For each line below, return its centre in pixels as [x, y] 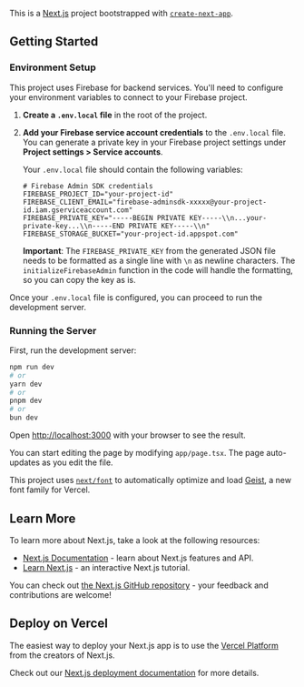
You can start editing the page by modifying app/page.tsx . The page [137, 453]
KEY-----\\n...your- [228, 217]
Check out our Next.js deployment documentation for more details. [134, 672]
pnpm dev [26, 401]
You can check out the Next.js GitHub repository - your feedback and [139, 585]
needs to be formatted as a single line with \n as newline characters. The [159, 260]
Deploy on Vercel [59, 624]
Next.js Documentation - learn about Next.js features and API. [138, 558]
